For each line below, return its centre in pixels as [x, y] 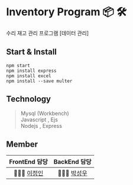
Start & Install [32, 52]
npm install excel [29, 76]
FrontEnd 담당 [29, 162]
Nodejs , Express [41, 125]
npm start [18, 65]
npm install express [32, 71]
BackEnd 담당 [72, 162]
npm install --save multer [39, 81]
